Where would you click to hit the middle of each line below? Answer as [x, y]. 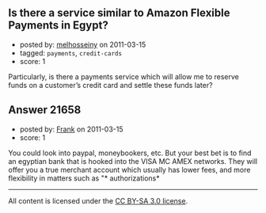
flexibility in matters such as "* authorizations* [84, 178]
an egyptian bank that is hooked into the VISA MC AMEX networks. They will [133, 161]
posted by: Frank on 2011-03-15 [72, 129]
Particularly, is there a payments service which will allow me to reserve [123, 76]
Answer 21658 [45, 110]
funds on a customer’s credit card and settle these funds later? [110, 85]
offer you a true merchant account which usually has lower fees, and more [129, 169]
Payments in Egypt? [58, 26]
